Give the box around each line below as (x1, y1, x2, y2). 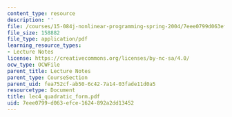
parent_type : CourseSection (7, 74, 88, 81)
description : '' (7, 17, 54, 23)
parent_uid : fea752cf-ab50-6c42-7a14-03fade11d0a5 (7, 81, 156, 87)
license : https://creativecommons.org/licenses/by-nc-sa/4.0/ (7, 55, 190, 62)
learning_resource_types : (7, 42, 81, 49)
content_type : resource (7, 10, 76, 17)
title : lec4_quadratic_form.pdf (7, 94, 100, 100)
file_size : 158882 (7, 29, 60, 36)
